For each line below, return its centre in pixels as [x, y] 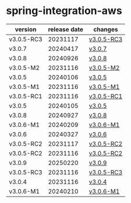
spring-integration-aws [64, 11]
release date [65, 29]
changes [105, 29]
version [26, 29]
